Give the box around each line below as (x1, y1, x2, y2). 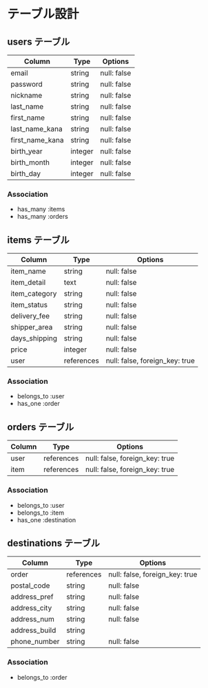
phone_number (10, 637, 60, 647)
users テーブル (7, 36, 70, 47)
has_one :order (17, 400, 60, 408)
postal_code (10, 581, 50, 590)
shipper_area (10, 323, 53, 332)
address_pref (10, 592, 54, 602)
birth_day (10, 169, 41, 178)
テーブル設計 (7, 6, 79, 22)
